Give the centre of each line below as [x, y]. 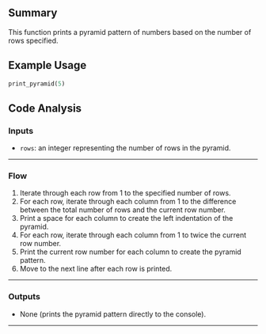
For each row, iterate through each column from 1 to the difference [128, 202]
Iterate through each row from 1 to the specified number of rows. [125, 193]
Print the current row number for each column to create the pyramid [130, 252]
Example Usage [47, 65]
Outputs [25, 297]
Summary [33, 13]
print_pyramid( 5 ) [37, 83]
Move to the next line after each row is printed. [96, 269]
